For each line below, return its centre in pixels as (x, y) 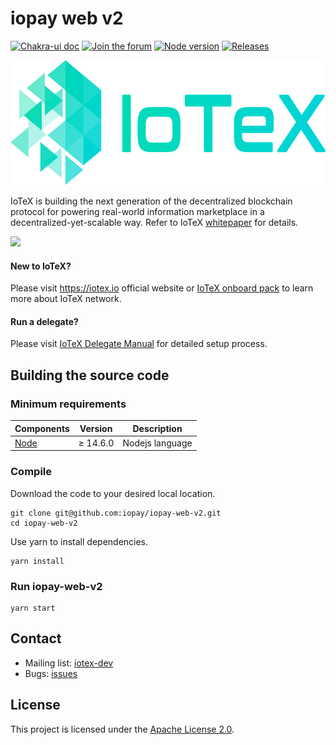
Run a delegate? (44, 321)
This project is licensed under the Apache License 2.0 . (122, 729)
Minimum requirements (68, 404)
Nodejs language (157, 443)
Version (96, 428)
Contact (36, 638)
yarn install (37, 561)
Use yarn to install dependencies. (79, 541)
